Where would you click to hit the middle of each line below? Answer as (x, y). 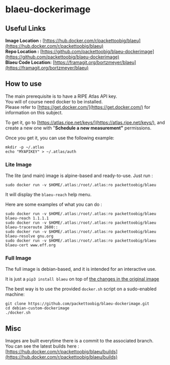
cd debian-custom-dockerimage (38, 308)
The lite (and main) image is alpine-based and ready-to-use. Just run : (79, 176)
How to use (23, 84)
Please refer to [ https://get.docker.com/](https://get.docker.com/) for (78, 107)
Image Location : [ (25, 40)
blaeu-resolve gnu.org (29, 237)
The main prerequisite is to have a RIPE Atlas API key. (61, 96)
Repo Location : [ (24, 51)
